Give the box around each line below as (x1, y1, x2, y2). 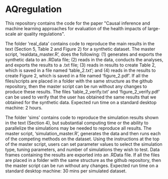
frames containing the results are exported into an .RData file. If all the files (5, 152, 160, 158)
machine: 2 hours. (5, 105, 43, 111)
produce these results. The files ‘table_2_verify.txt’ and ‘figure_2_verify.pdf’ (5, 88, 160, 95)
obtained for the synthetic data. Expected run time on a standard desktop (5, 99, 157, 105)
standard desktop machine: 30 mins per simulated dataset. (5, 167, 127, 174)
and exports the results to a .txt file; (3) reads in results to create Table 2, (5, 62, 156, 68)
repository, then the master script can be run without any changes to (5, 83, 147, 89)
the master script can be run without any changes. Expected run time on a (5, 162, 158, 168)
